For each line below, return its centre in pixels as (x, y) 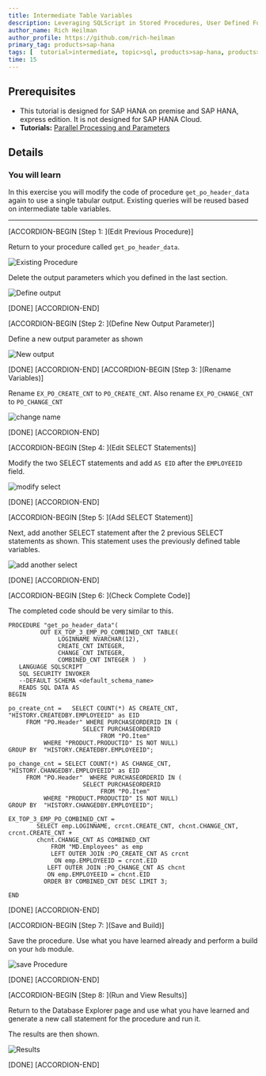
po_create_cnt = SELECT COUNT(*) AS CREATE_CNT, (93, 709)
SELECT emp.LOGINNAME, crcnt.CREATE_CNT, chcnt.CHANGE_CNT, (138, 826)
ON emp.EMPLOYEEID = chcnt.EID (99, 875)
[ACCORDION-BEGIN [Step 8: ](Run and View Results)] (98, 995)
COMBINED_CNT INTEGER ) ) (103, 660)
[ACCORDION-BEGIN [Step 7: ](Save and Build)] (86, 926)
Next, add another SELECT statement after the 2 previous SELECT (116, 533)
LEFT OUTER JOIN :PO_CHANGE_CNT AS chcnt (116, 868)
